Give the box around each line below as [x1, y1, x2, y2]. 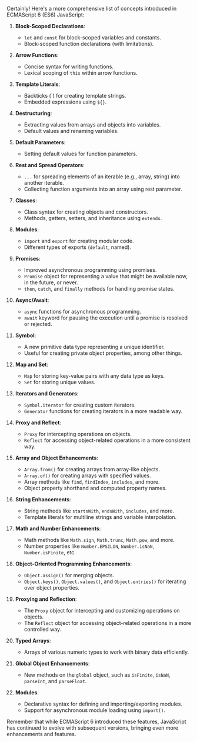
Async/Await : [15, 297, 49, 304]
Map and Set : [15, 361, 49, 368]
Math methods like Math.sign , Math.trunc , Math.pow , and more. [24, 537, 175, 543]
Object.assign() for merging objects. [24, 572, 114, 578]
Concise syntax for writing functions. [24, 63, 114, 70]
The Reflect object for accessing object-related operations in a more [24, 620, 192, 626]
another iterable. [24, 179, 64, 186]
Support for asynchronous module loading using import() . [24, 707, 165, 714]
